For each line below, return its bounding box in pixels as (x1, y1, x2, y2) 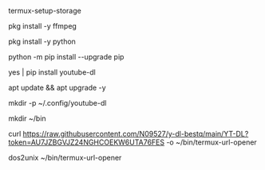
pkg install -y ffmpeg (8, 21, 77, 30)
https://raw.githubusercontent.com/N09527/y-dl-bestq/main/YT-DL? (22, 129, 249, 138)
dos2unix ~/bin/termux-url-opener (8, 153, 122, 162)
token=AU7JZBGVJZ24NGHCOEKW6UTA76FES (8, 137, 165, 147)
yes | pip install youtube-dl (8, 68, 96, 77)
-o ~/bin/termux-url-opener (166, 137, 257, 147)
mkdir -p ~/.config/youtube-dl (8, 99, 107, 107)
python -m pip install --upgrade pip (8, 52, 125, 61)
